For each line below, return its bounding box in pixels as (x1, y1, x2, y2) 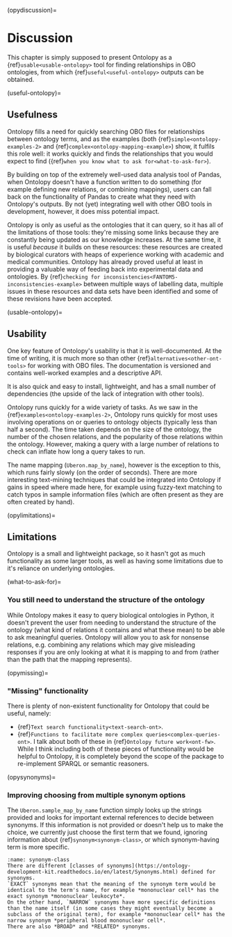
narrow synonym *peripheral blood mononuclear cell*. (7, 917, 167, 924)
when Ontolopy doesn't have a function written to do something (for (7, 177, 202, 186)
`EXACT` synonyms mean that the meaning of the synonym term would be (7, 881, 216, 888)
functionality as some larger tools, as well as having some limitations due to (7, 557, 224, 565)
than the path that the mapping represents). (7, 655, 132, 663)
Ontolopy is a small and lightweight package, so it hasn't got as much (7, 549, 206, 558)
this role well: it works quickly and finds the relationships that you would (7, 149, 213, 158)
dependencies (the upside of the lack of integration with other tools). (7, 389, 204, 398)
